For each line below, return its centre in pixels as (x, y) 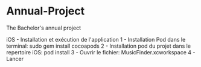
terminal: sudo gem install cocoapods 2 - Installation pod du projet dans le (99, 46)
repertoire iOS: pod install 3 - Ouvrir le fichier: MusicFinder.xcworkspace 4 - (101, 52)
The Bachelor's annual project (44, 28)
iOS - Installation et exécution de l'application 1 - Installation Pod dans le (96, 39)
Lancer (15, 59)
